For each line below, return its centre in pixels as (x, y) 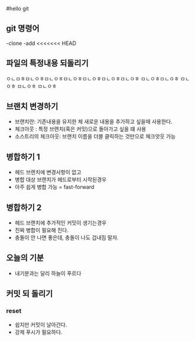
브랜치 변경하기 (32, 107)
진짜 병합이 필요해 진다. (42, 230)
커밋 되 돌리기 (30, 294)
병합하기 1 (23, 157)
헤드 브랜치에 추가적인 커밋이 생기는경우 (61, 223)
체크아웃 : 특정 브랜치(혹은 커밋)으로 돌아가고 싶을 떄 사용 (80, 129)
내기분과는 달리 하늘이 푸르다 (48, 273)
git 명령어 (23, 29)
